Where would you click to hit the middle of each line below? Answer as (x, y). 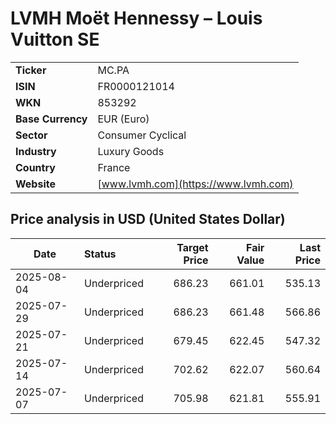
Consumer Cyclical (142, 135)
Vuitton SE (55, 39)
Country (35, 167)
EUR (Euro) (123, 119)
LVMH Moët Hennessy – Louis (136, 18)
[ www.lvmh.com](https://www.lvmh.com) (195, 184)
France (114, 167)
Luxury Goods (131, 151)
